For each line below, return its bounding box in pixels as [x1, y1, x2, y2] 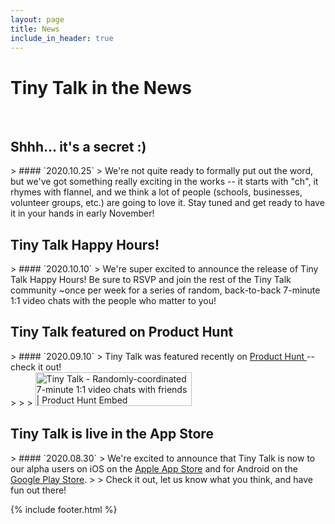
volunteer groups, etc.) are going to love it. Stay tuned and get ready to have [10, 197, 325, 209]
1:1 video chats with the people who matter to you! [10, 294, 217, 306]
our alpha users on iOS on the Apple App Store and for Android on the [10, 462, 298, 475]
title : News [10, 24, 60, 34]
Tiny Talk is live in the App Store [10, 426, 214, 443]
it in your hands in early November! [10, 207, 155, 220]
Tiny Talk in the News [10, 76, 192, 99]
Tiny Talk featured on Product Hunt [10, 324, 234, 341]
